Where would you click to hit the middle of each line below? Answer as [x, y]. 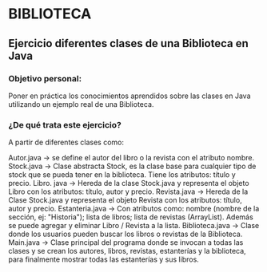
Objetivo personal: [45, 78]
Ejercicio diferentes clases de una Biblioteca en [129, 43]
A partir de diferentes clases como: [66, 142]
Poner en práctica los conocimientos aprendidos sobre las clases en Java [130, 96]
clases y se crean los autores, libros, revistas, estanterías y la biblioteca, [127, 251]
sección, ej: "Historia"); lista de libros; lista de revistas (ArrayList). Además [131, 217]
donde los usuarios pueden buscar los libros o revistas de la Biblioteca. [126, 234]
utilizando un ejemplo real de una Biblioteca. [81, 104]
